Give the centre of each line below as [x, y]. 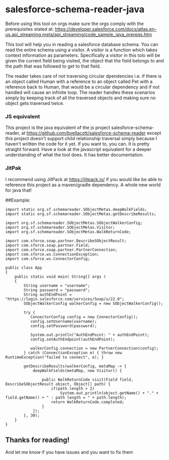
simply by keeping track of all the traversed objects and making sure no [80, 98]
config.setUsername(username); [64, 321]
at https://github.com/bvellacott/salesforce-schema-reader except [91, 133]
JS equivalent [23, 116]
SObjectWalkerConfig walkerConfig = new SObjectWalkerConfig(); [93, 303]
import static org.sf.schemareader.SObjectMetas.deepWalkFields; [76, 209]
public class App [24, 268]
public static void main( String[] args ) [60, 277]
